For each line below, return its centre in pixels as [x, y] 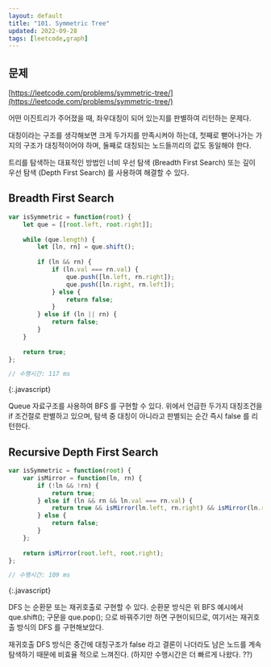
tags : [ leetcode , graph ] [48, 38]
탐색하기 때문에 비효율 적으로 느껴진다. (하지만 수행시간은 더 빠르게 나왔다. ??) [131, 655]
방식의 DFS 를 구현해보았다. [60, 627]
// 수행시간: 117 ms [40, 374]
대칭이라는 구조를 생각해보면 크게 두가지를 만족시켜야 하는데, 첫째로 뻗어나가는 [131, 135]
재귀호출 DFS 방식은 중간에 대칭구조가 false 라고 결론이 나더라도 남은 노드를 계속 [135, 644]
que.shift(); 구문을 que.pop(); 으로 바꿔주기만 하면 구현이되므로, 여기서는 [123, 617]
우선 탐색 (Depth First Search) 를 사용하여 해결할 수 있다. [99, 173]
